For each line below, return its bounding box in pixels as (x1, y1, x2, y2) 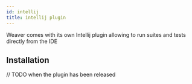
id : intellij (6, 8, 39, 15)
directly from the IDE (6, 37, 58, 45)
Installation (6, 55, 50, 65)
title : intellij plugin (6, 15, 66, 21)
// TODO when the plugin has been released (6, 71, 116, 79)
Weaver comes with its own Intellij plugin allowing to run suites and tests (6, 31, 186, 38)
